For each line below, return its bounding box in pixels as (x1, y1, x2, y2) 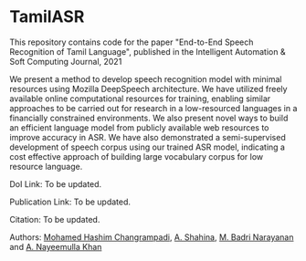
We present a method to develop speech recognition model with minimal (9, 73, 282, 84)
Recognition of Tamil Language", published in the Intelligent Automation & (9, 46, 286, 57)
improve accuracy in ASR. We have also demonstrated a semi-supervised (9, 131, 286, 142)
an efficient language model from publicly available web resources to (9, 121, 269, 133)
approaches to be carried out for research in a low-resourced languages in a (9, 102, 298, 113)
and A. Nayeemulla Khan (9, 241, 102, 252)
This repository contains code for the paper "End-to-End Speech (9, 37, 254, 47)
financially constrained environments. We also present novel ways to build (9, 112, 289, 123)
